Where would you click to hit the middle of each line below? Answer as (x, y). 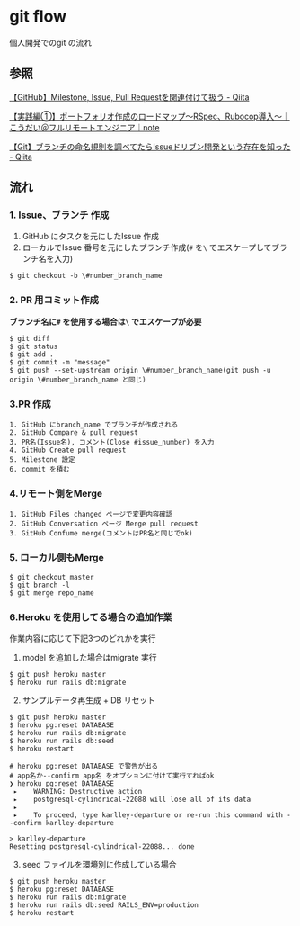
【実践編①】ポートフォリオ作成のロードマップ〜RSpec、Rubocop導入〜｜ (150, 116)
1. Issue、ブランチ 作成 (59, 215)
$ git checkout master (52, 577)
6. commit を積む (40, 470)
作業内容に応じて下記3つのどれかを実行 (83, 638)
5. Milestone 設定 (42, 460)
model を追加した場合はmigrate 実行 (89, 657)
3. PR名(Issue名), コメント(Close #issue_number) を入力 (112, 443)
